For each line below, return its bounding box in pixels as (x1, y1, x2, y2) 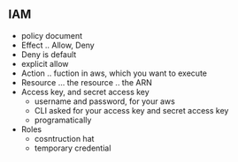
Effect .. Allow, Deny (20, 40, 95, 50)
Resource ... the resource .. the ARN (20, 77, 152, 87)
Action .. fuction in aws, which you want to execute (20, 68, 207, 78)
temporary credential (34, 143, 111, 153)
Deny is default (20, 48, 77, 60)
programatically (34, 114, 92, 125)
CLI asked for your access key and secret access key (34, 105, 229, 115)
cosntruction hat (34, 133, 95, 144)
